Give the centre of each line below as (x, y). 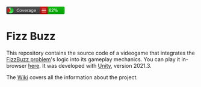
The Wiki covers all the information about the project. (72, 77)
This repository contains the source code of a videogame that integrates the (101, 53)
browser (17, 65)
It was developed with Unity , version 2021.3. (97, 65)
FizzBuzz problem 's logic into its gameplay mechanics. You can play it (93, 59)
